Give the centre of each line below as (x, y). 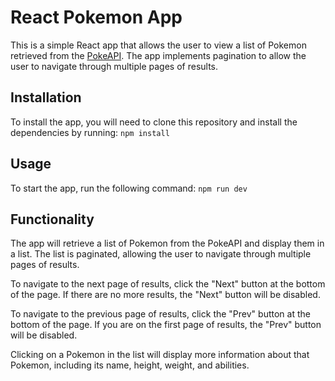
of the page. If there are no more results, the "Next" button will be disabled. (165, 295)
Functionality (52, 219)
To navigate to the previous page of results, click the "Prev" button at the (160, 314)
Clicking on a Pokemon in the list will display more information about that (160, 355)
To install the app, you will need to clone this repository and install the (154, 122)
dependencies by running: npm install (90, 132)
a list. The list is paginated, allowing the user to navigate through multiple (161, 254)
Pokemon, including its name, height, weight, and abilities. (130, 365)
